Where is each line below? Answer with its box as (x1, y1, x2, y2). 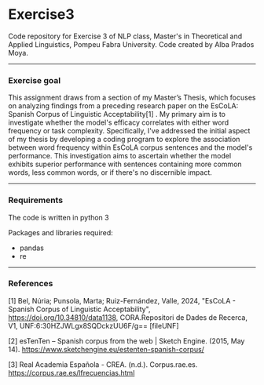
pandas (19, 243, 45, 252)
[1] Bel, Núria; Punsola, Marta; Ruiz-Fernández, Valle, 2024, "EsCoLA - (8, 296, 236, 305)
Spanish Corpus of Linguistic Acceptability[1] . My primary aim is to (8, 110, 226, 119)
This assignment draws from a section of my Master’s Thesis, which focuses (8, 93, 256, 103)
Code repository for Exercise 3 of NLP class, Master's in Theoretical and (8, 31, 242, 41)
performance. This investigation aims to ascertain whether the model (8, 151, 232, 161)
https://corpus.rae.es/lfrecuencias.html (8, 368, 135, 377)
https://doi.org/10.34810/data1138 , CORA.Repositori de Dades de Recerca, (8, 312, 247, 322)
